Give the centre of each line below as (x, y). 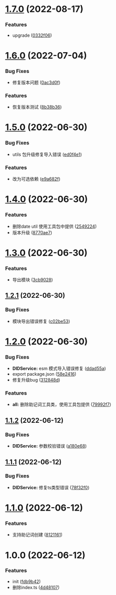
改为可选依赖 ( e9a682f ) (36, 179)
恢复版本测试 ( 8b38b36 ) (37, 107)
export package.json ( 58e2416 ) (44, 374)
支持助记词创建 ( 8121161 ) (37, 535)
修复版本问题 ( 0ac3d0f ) (36, 82)
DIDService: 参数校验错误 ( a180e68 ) (49, 446)
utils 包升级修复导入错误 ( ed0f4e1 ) (47, 154)
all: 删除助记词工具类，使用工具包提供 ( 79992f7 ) (62, 404)
